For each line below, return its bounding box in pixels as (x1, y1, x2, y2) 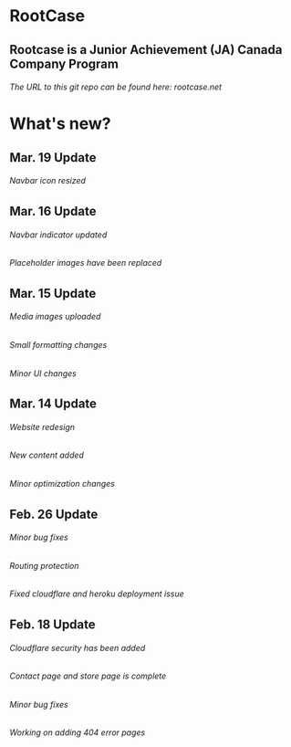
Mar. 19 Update (9, 150, 98, 165)
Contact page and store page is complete (9, 670, 167, 681)
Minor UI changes (9, 367, 78, 379)
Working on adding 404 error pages (9, 727, 146, 738)
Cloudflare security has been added (9, 642, 146, 653)
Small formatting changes (9, 339, 108, 350)
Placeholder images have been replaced (9, 258, 162, 268)
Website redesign (9, 421, 76, 432)
